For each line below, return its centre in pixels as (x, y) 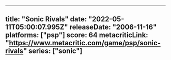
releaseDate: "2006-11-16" (113, 27)
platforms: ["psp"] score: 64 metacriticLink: (77, 35)
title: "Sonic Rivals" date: (46, 19)
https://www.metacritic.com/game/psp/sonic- (85, 43)
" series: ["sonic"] (53, 51)
